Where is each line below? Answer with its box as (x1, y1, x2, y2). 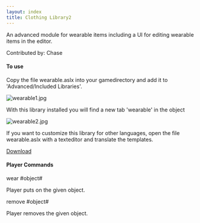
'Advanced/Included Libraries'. (6, 83, 83, 90)
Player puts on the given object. (6, 186, 86, 193)
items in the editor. (6, 37, 53, 45)
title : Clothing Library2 (6, 14, 71, 20)
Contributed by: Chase (6, 49, 63, 56)
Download (6, 147, 32, 154)
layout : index (6, 8, 42, 15)
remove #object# (6, 198, 50, 205)
